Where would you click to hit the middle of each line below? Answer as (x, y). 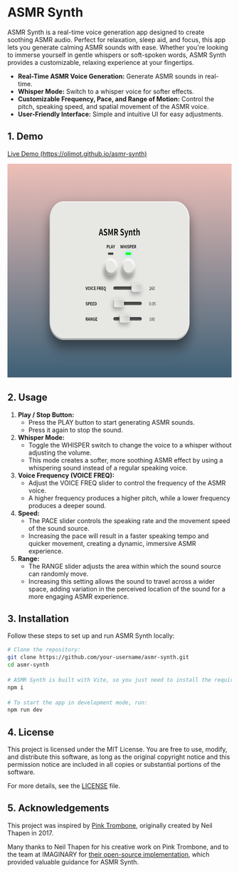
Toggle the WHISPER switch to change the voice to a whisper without (130, 445)
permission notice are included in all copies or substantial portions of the (114, 765)
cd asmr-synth (28, 665)
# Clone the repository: (44, 650)
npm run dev (25, 710)
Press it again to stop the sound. (75, 430)
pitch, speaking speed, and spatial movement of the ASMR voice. (113, 106)
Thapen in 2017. (30, 833)
